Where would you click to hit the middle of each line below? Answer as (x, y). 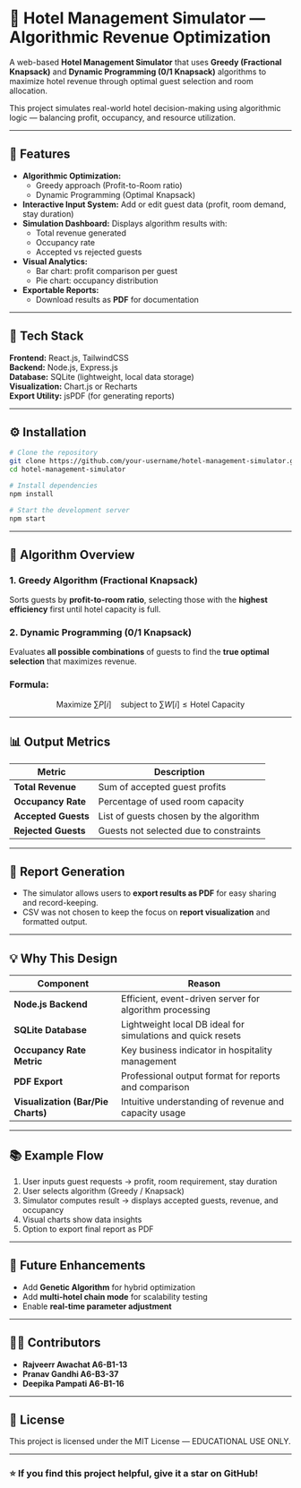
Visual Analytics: (55, 261)
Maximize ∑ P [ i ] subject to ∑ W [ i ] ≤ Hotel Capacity (150, 704)
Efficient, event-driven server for (190, 999)
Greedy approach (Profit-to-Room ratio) (109, 185)
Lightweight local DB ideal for (182, 1025)
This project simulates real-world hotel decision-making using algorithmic (145, 108)
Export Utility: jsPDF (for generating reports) (92, 396)
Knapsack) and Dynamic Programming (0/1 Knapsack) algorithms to (138, 72)
